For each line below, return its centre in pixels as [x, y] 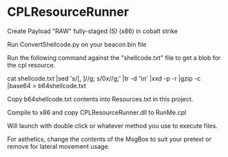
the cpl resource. [31, 65]
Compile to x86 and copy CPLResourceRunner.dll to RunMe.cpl [97, 112]
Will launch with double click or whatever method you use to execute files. [113, 125]
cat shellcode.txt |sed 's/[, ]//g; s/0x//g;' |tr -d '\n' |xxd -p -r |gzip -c [104, 78]
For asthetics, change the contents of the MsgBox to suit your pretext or [110, 139]
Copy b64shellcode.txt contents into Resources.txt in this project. [100, 99]
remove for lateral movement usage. [59, 146]
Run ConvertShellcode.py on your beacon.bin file [77, 44]
